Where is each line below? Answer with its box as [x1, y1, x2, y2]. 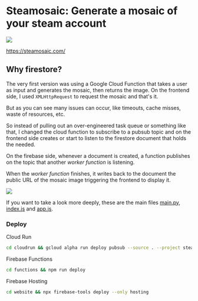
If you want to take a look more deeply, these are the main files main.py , [6, 199, 181, 206]
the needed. [6, 141, 35, 148]
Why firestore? [6, 64, 62, 75]
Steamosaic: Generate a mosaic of [6, 4, 178, 18]
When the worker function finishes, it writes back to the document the [6, 170, 176, 177]
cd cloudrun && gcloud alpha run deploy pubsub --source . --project [6, 245, 181, 251]
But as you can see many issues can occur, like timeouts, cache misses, [6, 104, 181, 111]
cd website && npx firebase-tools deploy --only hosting [6, 289, 149, 295]
